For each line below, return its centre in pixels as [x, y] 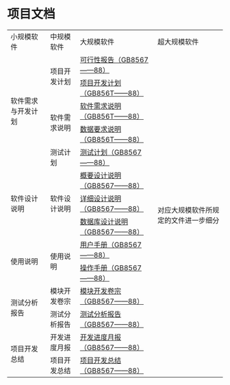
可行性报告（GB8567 [114, 60]
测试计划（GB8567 [111, 152]
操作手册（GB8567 [111, 268]
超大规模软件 [178, 42]
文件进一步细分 [195, 220]
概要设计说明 [101, 175]
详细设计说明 [101, 198]
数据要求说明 [101, 129]
